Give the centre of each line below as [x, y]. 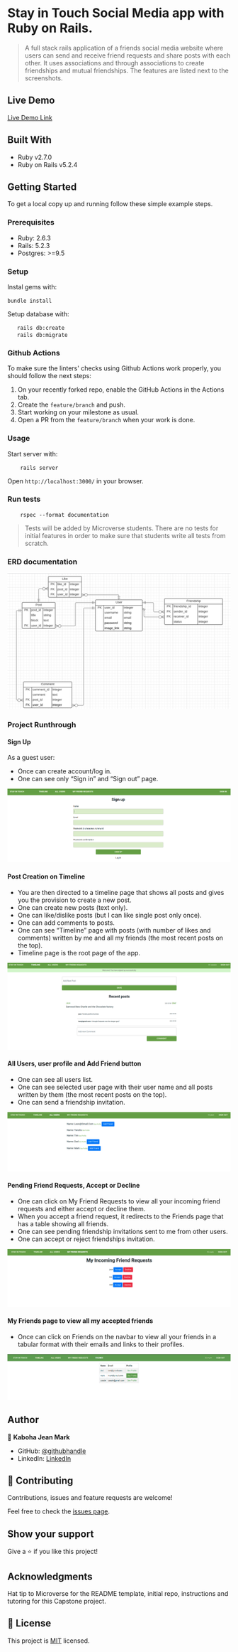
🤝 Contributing [40, 1481]
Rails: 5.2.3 [34, 245]
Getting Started [42, 187]
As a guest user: [31, 758]
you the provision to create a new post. [75, 900]
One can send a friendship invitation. [71, 1102]
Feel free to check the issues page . [58, 1511]
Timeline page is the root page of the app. [79, 953]
